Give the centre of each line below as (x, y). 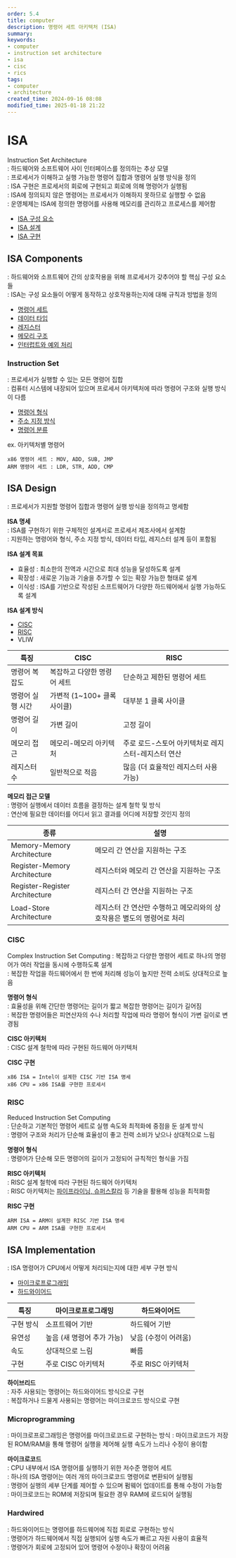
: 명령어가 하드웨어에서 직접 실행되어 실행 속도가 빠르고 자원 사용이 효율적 (107, 1538)
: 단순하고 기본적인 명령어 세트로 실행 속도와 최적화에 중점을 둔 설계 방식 (105, 1126)
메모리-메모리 (71, 743)
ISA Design (32, 488)
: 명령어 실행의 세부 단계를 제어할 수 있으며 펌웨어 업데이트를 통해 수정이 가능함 (115, 1485)
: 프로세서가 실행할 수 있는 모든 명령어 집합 (65, 379)
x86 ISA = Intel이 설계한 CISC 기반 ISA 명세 (69, 1077)
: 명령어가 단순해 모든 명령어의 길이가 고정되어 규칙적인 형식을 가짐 (98, 1159)
